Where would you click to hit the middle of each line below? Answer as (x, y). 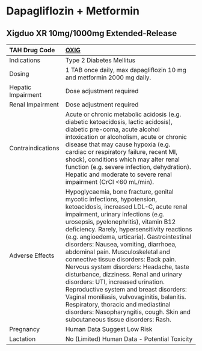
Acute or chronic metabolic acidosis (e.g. (123, 114)
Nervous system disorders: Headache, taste (127, 267)
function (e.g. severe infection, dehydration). (128, 167)
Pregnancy (25, 329)
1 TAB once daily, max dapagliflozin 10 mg (126, 70)
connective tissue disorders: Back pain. (121, 259)
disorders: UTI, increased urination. (115, 282)
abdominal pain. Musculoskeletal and (118, 252)
